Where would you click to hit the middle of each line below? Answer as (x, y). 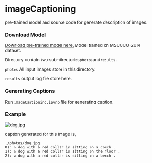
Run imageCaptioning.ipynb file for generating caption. (59, 102)
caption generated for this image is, (40, 134)
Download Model (25, 35)
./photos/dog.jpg (23, 143)
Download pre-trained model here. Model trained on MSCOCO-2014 (73, 45)
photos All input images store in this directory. (50, 69)
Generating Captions (30, 91)
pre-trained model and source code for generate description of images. (76, 22)
